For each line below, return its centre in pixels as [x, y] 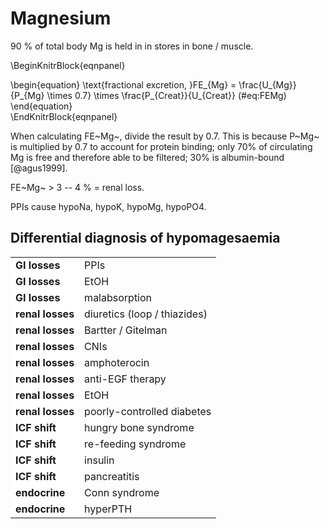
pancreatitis [112, 476]
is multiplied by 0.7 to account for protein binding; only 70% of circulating [161, 146]
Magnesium [61, 18]
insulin [99, 460]
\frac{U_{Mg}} [267, 84]
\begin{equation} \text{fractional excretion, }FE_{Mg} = [123, 84]
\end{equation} [41, 106]
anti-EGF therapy [125, 379]
